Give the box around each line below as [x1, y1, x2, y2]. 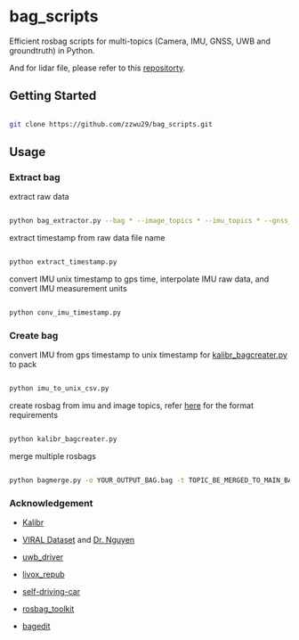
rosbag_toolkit [21, 603, 75, 614]
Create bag [9, 329, 59, 341]
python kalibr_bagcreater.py [9, 435, 117, 444]
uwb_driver [21, 552, 64, 562]
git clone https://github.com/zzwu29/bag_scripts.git [9, 119, 214, 128]
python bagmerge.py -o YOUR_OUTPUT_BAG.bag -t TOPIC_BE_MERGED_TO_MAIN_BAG [9, 475, 296, 485]
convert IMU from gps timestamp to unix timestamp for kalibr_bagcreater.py [9, 349, 287, 360]
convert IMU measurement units [9, 283, 127, 294]
